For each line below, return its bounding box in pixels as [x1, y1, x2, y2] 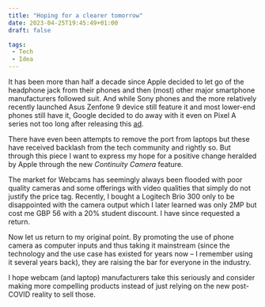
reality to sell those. [31, 290, 97, 299]
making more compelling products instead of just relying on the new [8, 282, 230, 290]
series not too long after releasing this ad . [8, 119, 144, 128]
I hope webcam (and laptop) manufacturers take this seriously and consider [8, 273, 256, 282]
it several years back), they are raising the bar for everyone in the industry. [8, 258, 252, 267]
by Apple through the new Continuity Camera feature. [8, 160, 184, 169]
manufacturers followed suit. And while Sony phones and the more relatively [8, 94, 257, 103]
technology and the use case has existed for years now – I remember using [8, 249, 253, 258]
